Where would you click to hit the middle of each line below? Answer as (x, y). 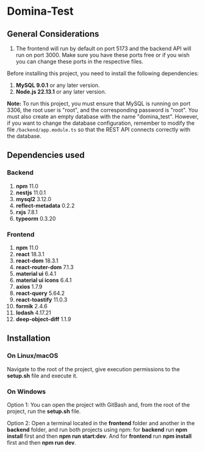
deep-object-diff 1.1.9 (43, 319)
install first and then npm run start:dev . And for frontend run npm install (99, 436)
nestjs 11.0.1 (31, 192)
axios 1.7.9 (29, 286)
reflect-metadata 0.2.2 (45, 206)
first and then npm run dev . (42, 442)
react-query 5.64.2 (40, 293)
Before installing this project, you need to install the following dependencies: (103, 73)
